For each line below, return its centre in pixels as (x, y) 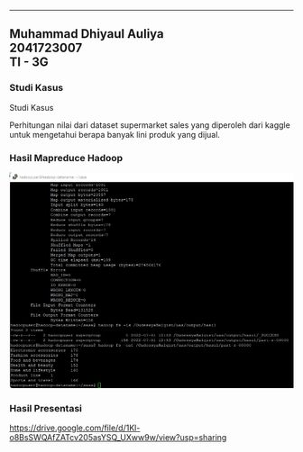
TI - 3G (29, 63)
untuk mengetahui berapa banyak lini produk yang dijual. (115, 134)
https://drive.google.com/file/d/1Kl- (75, 428)
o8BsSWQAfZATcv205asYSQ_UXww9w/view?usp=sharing (118, 437)
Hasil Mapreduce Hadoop (66, 158)
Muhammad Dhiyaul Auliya (87, 34)
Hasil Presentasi (46, 408)
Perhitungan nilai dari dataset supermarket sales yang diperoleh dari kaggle (150, 125)
